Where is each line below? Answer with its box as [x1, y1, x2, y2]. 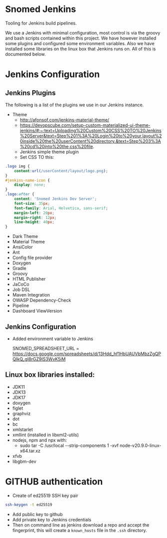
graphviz [12, 410, 31, 416]
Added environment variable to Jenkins [12, 336, 93, 342]
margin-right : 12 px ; [14, 215, 57, 220]
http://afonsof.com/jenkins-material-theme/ [19, 117, 110, 123]
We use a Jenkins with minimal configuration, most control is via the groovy [5, 30, 161, 36]
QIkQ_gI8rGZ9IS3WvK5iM [12, 356, 66, 362]
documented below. [5, 51, 46, 57]
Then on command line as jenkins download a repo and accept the [12, 522, 150, 528]
